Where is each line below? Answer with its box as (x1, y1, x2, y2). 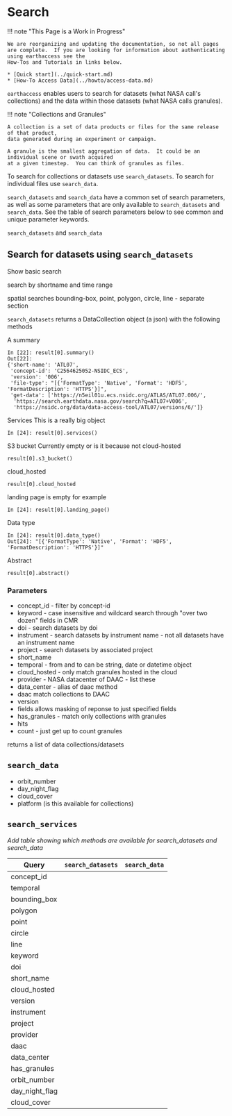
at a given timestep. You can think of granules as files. (7, 160, 185, 167)
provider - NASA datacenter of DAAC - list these (17, 675, 156, 684)
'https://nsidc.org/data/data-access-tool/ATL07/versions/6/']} (13, 403, 204, 410)
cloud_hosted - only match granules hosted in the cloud (17, 668, 178, 676)
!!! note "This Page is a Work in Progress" (7, 27, 126, 35)
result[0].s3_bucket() (7, 455, 73, 462)
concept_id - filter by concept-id (17, 601, 111, 610)
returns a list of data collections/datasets (7, 740, 124, 749)
